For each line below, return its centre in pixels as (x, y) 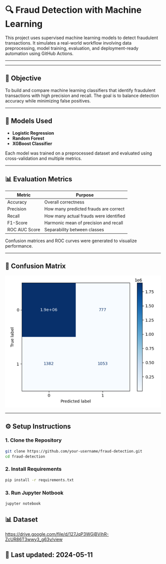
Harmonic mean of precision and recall (84, 223)
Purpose (85, 195)
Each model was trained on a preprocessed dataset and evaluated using (79, 153)
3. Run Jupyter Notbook (34, 493)
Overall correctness (64, 202)
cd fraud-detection (25, 457)
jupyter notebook (23, 504)
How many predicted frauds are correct (84, 209)
